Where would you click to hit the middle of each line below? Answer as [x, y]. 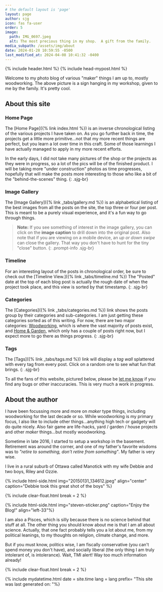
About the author [32, 399]
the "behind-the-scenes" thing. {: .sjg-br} [47, 179]
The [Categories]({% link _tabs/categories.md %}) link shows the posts [76, 310]
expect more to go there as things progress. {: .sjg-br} [59, 336]
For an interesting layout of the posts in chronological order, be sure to [76, 271]
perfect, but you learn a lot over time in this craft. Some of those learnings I [80, 144]
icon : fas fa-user [24, 23]
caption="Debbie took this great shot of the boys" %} [59, 486]
